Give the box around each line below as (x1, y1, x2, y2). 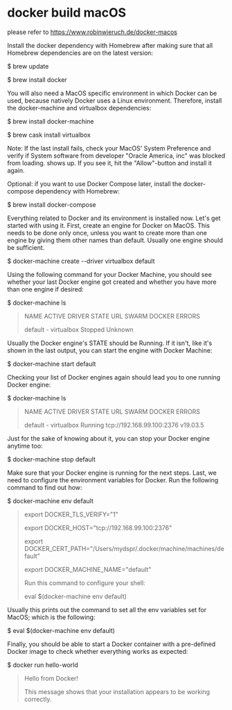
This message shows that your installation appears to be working (24, 687, 210, 695)
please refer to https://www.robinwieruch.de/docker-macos (7, 28, 178, 36)
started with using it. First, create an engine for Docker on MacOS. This (7, 221, 210, 230)
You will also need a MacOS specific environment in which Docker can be (7, 89, 217, 97)
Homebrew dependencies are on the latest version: (7, 49, 154, 57)
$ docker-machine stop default (7, 455, 96, 463)
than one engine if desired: (7, 285, 84, 293)
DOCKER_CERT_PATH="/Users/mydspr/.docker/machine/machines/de (24, 544, 225, 552)
